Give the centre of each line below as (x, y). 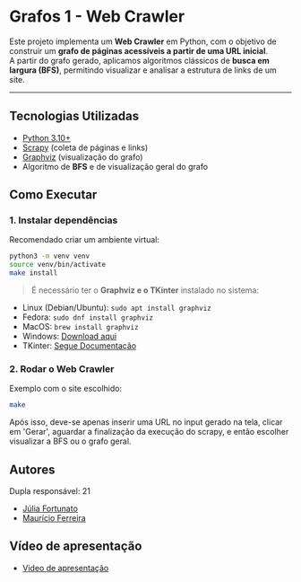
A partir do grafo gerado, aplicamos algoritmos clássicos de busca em (140, 60)
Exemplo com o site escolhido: (66, 389)
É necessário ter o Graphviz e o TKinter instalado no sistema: (145, 290)
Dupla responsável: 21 (50, 491)
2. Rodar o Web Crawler (62, 368)
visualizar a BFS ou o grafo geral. (70, 441)
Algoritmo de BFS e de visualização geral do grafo (115, 166)
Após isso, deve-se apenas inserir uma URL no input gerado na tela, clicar (146, 422)
